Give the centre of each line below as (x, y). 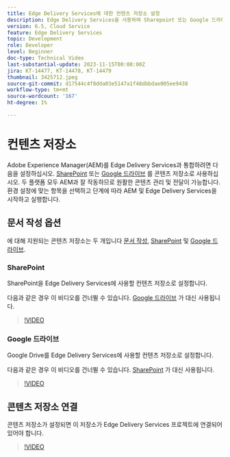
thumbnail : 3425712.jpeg (42, 77)
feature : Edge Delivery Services (55, 33)
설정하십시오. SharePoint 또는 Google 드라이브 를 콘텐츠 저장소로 (107, 173)
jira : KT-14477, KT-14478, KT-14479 (59, 71)
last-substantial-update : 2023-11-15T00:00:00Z (76, 64)
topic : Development (35, 39)
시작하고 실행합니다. (34, 199)
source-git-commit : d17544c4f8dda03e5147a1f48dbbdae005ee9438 (98, 84)
